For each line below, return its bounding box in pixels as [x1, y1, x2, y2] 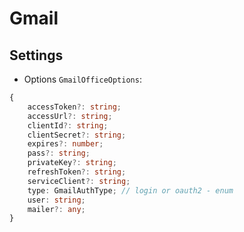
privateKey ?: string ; [27, 158, 117, 168]
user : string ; [27, 195, 86, 205]
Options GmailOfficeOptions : [23, 73, 142, 85]
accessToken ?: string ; [27, 102, 122, 112]
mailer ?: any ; [27, 204, 86, 214]
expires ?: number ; [27, 139, 104, 149]
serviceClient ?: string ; [27, 176, 131, 186]
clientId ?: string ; [27, 120, 109, 131]
